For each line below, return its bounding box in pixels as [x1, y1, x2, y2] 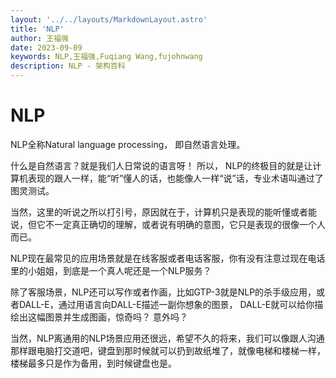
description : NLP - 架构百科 [10, 61, 126, 71]
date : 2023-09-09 [10, 42, 83, 53]
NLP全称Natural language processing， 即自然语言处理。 [10, 138, 246, 150]
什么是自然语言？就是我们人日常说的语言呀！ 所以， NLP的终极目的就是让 [10, 159, 313, 171]
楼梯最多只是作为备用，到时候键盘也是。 [10, 357, 177, 369]
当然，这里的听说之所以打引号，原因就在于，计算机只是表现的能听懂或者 [10, 206, 308, 218]
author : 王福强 [10, 33, 69, 43]
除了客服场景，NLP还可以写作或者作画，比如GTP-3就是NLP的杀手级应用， [10, 286, 317, 298]
